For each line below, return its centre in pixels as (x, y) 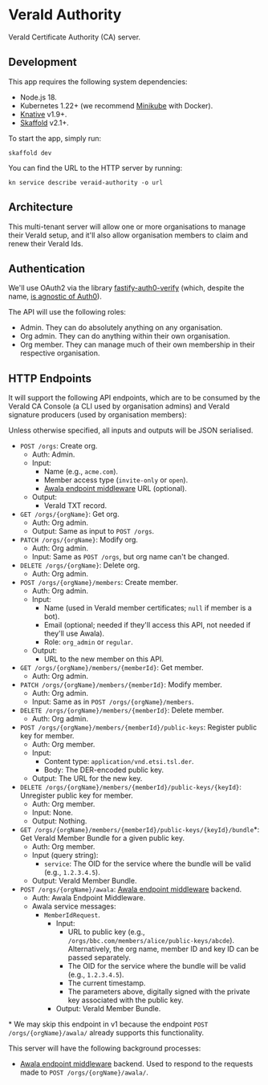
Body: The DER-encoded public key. (104, 770)
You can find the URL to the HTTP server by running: (95, 168)
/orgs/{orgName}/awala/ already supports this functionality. (106, 1033)
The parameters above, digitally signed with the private (159, 992)
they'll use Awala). (74, 634)
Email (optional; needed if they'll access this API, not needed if (147, 625)
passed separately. (99, 957)
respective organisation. (60, 353)
